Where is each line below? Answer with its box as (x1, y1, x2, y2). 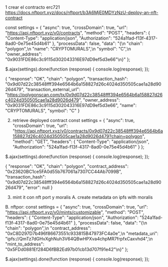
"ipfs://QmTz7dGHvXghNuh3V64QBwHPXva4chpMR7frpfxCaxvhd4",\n (5, 236, 153, 241)
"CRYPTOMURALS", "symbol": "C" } (5, 107, 80, 113)
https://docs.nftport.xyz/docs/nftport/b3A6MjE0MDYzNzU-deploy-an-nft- (5, 9, 159, 15)
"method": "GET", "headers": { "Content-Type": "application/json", (12, 138, 149, 144)
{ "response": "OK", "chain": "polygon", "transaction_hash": (5, 76, 128, 81)
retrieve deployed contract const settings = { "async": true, (12, 117, 135, 123)
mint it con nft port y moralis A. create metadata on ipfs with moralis (12, 194, 153, 200)
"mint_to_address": (5, 241, 45, 247)
